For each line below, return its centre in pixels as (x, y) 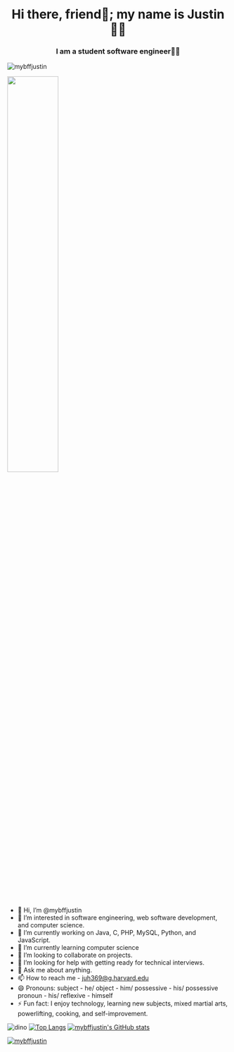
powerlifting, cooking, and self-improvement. (83, 1014)
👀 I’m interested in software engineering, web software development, (117, 918)
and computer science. (51, 925)
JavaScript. (34, 940)
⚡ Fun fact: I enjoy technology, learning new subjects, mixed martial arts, (123, 1003)
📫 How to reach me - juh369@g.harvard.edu (83, 978)
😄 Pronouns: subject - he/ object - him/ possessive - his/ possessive (118, 988)
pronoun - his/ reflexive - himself (65, 996)
